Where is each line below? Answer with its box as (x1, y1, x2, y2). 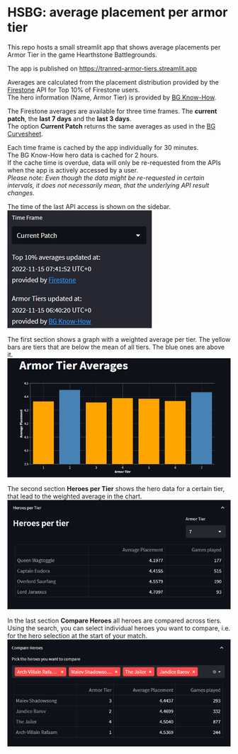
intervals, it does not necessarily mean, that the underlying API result (7, 181, 210, 189)
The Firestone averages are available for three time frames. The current (7, 107, 217, 115)
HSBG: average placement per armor (7, 4, 228, 21)
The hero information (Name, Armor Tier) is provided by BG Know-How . (7, 93, 217, 102)
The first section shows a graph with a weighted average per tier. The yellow (7, 335, 231, 343)
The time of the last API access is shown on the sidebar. (7, 202, 171, 210)
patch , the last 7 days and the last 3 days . (7, 114, 132, 123)
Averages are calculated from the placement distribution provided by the (7, 77, 220, 86)
